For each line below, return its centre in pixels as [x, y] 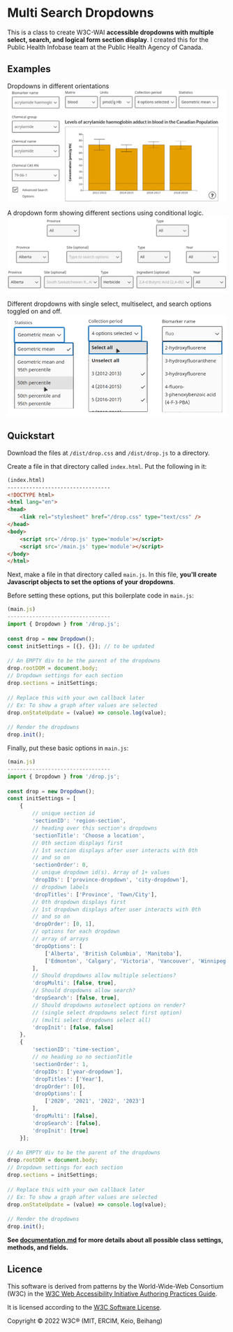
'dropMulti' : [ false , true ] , [75, 983]
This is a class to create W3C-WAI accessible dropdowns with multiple [111, 32]
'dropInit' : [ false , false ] [73, 1027]
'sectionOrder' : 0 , [61, 865]
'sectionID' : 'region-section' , [80, 821]
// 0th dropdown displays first [80, 902]
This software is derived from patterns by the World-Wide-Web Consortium [115, 1286]
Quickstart [31, 436]
